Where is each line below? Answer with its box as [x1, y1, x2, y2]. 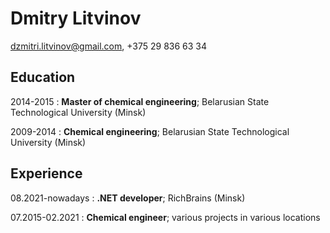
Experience [10, 165, 83, 182]
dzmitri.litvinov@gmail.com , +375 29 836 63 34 [10, 40, 208, 52]
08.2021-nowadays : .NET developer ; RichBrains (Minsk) [10, 192, 246, 204]
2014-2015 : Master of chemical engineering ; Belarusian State [10, 95, 270, 107]
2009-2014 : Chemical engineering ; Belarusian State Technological [10, 125, 290, 137]
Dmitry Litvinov [10, 7, 142, 30]
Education [10, 69, 76, 86]
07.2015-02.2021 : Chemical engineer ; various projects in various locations [10, 211, 321, 223]
